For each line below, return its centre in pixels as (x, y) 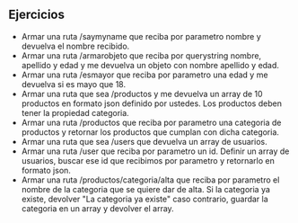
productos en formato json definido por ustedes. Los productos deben (151, 103)
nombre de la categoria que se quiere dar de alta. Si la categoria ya (146, 189)
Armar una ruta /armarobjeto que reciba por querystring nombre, (141, 55)
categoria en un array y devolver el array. (97, 208)
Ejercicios (36, 15)
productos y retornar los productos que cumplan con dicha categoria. (150, 132)
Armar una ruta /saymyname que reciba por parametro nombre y (141, 36)
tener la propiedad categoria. (75, 112)
